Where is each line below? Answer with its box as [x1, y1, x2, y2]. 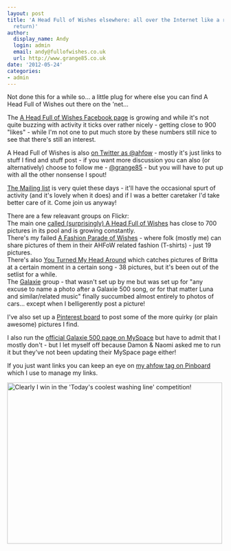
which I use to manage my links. [7, 369, 98, 377]
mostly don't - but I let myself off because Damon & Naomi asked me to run [7, 341, 221, 349]
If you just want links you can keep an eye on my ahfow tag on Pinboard [7, 362, 211, 370]
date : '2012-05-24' [7, 61, 63, 68]
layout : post [7, 10, 45, 17]
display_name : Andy [13, 36, 69, 43]
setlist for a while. [7, 270, 57, 279]
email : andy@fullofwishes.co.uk [13, 49, 107, 56]
